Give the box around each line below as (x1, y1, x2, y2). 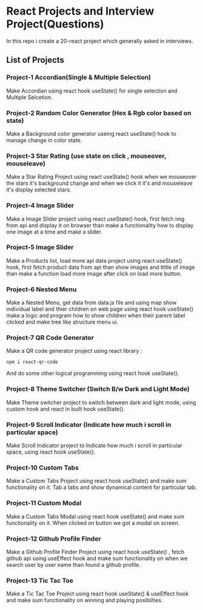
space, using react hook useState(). (6, 448, 96, 456)
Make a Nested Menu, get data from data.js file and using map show (6, 299, 177, 307)
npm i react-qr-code (6, 359, 59, 366)
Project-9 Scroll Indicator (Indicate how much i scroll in (6, 420, 171, 429)
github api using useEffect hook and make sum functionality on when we (6, 555, 188, 562)
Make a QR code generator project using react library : (6, 347, 142, 355)
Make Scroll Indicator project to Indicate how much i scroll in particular (6, 442, 183, 449)
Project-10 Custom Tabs (6, 463, 79, 472)
